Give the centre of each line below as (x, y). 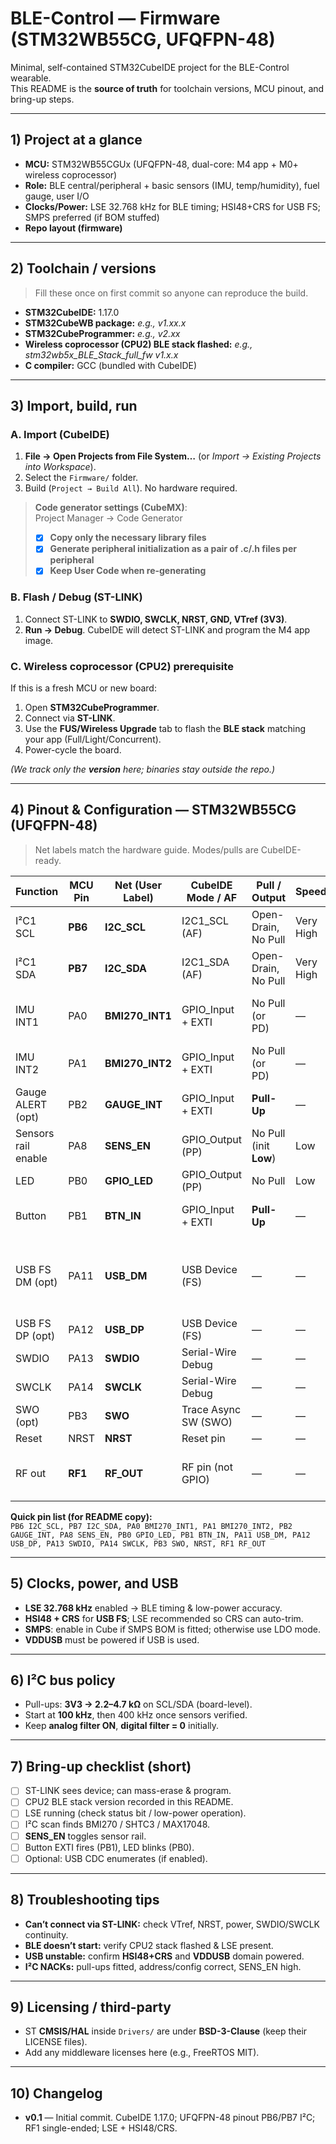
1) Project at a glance (76, 140)
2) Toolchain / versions (83, 268)
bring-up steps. (42, 99)
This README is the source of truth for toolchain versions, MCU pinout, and (167, 88)
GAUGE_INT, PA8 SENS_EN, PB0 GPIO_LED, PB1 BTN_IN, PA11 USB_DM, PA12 (160, 1535)
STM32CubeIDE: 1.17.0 (72, 312)
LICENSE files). (56, 2042)
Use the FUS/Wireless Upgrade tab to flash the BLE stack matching (165, 729)
